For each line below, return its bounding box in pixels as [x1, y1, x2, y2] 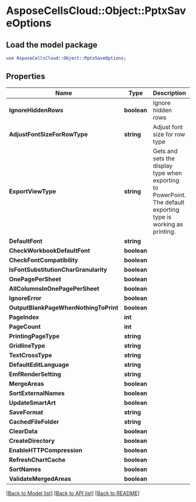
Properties [6, 71, 45, 81]
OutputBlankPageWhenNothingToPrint [9, 303, 118, 311]
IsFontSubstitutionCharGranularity [9, 265, 107, 273]
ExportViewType [9, 187, 57, 195]
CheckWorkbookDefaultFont [9, 246, 90, 255]
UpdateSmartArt [9, 398, 57, 407]
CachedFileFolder [9, 417, 60, 425]
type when [152, 169, 182, 177]
